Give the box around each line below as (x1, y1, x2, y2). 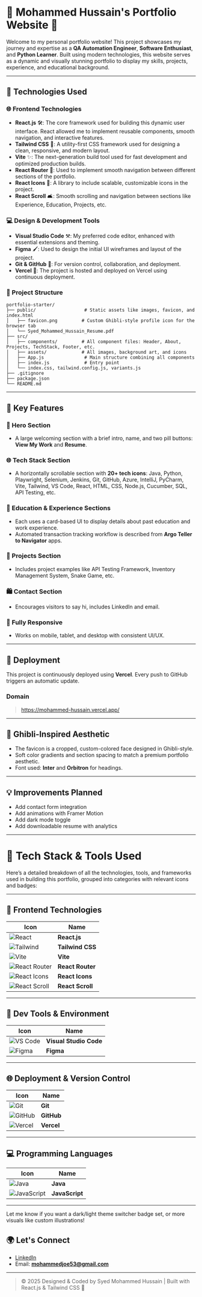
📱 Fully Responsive (6, 618, 63, 627)
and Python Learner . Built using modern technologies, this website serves (6, 51, 191, 58)
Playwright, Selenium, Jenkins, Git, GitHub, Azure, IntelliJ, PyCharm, (14, 476, 184, 483)
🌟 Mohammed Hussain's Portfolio (6, 5, 177, 19)
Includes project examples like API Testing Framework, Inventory (14, 565, 176, 572)
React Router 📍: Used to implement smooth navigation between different (14, 166, 196, 173)
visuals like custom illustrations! (6, 1217, 85, 1224)
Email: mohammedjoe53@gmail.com (14, 1260, 109, 1268)
